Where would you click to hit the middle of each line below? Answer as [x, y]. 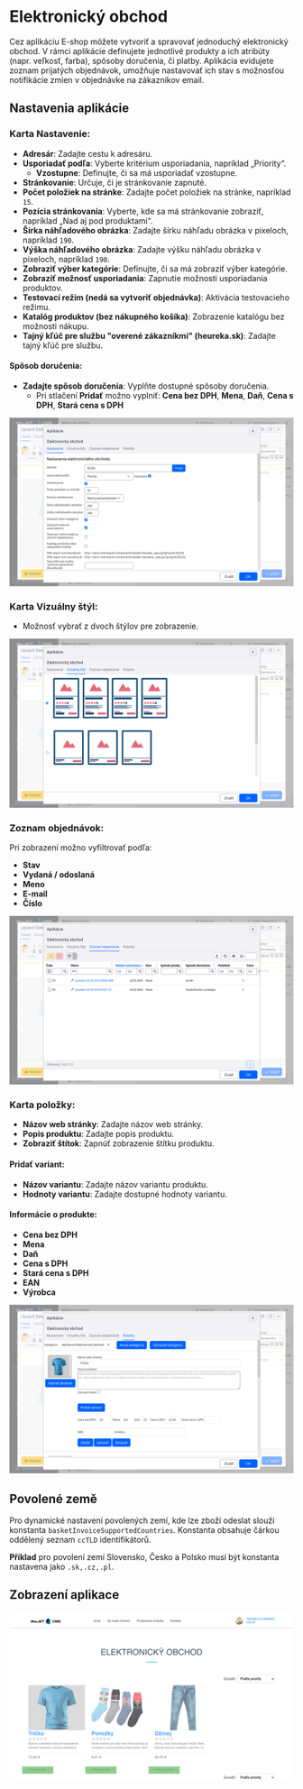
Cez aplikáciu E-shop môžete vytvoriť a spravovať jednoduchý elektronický [149, 41]
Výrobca [39, 1292]
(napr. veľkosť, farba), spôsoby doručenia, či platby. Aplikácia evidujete [142, 60]
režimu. [37, 307]
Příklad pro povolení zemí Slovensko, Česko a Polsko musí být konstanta [144, 1556]
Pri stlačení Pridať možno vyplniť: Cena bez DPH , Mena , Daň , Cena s [165, 395]
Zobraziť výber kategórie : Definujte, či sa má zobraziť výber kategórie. [155, 269]
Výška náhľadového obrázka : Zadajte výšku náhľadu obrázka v [142, 249]
